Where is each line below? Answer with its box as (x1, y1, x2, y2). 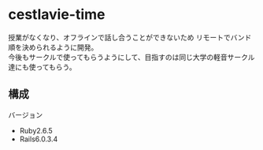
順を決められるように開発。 (8, 42, 98, 52)
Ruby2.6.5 (19, 126, 53, 135)
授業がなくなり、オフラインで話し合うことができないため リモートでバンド (8, 32, 252, 42)
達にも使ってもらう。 (8, 62, 76, 72)
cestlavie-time (8, 6, 106, 24)
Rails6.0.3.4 (19, 134, 58, 144)
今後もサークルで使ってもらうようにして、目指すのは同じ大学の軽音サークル (8, 52, 255, 62)
